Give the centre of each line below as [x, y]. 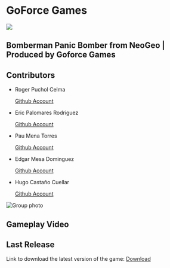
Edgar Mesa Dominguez [44, 159]
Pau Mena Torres [36, 136]
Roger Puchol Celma [40, 90]
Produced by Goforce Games [61, 55]
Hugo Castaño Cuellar [42, 182]
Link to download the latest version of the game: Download [78, 259]
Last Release [30, 244]
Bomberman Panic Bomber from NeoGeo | [86, 45]
